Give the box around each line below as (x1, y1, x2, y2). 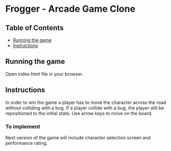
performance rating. (5, 140, 48, 146)
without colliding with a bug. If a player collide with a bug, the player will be (5, 104, 164, 111)
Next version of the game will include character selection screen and (5, 134, 151, 141)
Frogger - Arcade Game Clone (5, 3, 136, 15)
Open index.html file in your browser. (5, 71, 84, 77)
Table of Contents (5, 24, 64, 32)
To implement (5, 123, 41, 130)
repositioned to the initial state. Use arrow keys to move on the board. (5, 110, 153, 116)
